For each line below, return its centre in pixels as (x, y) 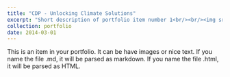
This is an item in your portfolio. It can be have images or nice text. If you (110, 52)
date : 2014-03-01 (32, 32)
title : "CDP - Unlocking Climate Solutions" (72, 13)
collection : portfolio (39, 26)
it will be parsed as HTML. (44, 66)
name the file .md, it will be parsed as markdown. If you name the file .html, (113, 59)
